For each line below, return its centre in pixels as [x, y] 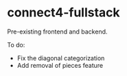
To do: [16, 45]
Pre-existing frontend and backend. [57, 31]
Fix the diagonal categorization [61, 58]
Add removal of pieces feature [60, 65]
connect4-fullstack [63, 13]
